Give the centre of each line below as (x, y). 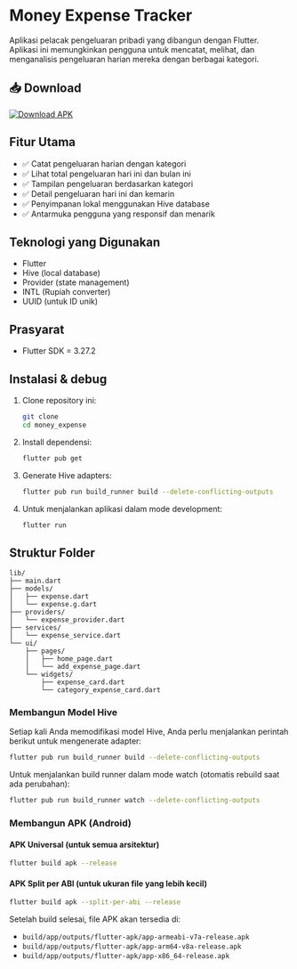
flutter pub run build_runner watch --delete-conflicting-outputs (135, 801)
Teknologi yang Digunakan (85, 242)
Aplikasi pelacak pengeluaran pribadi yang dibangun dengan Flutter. (134, 40)
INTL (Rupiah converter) (66, 292)
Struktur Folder (52, 553)
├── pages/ (45, 651)
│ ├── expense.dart (49, 597)
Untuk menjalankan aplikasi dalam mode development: (122, 509)
